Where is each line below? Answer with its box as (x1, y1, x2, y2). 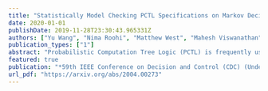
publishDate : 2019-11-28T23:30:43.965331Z (8, 26, 152, 34)
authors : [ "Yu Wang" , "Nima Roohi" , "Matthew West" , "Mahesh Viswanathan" (8, 33, 262, 42)
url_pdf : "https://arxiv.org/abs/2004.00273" (8, 70, 162, 78)
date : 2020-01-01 (8, 19, 66, 27)
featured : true (8, 56, 59, 64)
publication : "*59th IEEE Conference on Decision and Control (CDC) (8, 63, 241, 71)
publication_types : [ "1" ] (8, 41, 94, 49)
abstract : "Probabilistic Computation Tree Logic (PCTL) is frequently (8, 48, 251, 56)
